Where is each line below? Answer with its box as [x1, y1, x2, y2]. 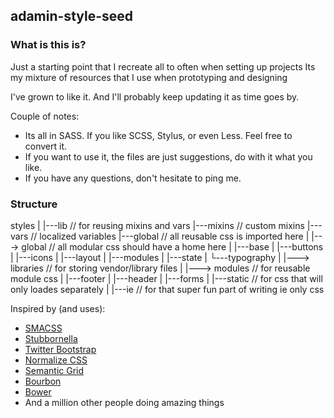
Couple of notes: [10, 110, 80, 122]
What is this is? [10, 38, 87, 52]
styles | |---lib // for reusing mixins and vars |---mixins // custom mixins [10, 219, 305, 231]
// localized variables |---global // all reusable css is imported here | [30, 230, 310, 242]
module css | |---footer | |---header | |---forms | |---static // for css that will [10, 272, 323, 284]
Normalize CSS [24, 354, 88, 366]
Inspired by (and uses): [10, 302, 106, 314]
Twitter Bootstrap [24, 343, 97, 355]
